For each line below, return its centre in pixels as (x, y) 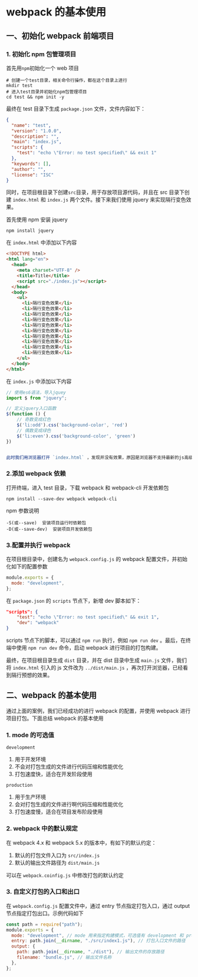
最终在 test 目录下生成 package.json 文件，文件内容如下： (76, 108)
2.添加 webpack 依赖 (36, 473)
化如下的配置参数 (27, 566)
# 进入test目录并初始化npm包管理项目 (47, 92)
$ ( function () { (26, 414)
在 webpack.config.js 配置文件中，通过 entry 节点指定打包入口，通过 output (98, 905)
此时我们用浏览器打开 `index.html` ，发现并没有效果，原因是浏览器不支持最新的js (95, 457)
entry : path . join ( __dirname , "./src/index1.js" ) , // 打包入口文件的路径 (98, 941)
